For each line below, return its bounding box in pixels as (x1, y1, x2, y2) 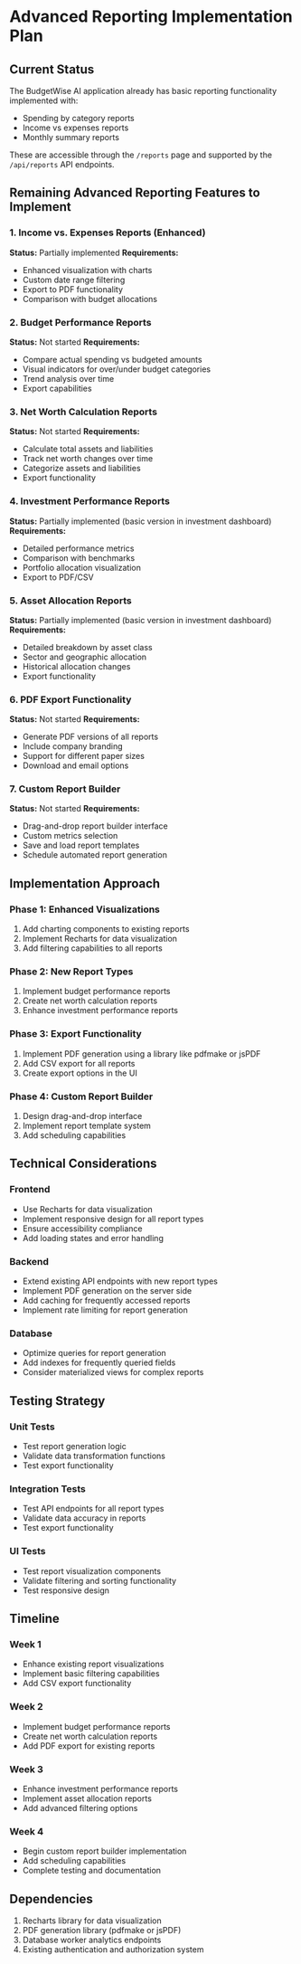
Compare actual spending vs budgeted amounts (22, 354, 202, 365)
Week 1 (9, 1637, 42, 1650)
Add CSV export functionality (22, 1678, 132, 1689)
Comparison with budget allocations (22, 293, 158, 304)
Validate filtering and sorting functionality (22, 1575, 177, 1586)
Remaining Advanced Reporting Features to (9, 185, 260, 201)
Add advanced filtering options (22, 1802, 138, 1813)
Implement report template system (22, 1120, 152, 1132)
